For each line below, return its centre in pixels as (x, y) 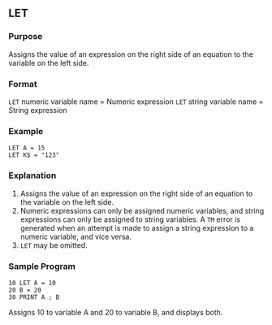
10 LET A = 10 (32, 283)
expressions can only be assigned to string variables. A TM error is (130, 219)
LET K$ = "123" (34, 155)
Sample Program (42, 266)
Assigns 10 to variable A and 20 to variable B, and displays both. (116, 312)
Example (26, 131)
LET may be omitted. (54, 245)
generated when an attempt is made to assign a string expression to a (137, 227)
